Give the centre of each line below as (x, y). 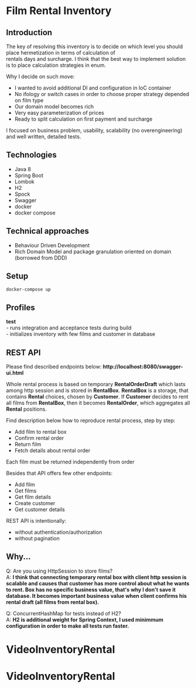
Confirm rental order (39, 438)
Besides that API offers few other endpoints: (59, 474)
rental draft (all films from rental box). (53, 602)
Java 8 (23, 169)
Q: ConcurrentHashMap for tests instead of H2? (64, 613)
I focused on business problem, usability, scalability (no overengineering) (94, 130)
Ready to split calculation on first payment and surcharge (83, 119)
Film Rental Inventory (59, 11)
